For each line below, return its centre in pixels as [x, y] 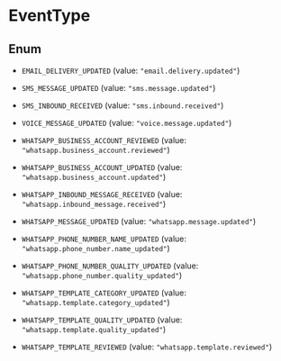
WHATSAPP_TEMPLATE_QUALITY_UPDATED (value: [102, 320]
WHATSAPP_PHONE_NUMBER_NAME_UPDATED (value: [104, 239]
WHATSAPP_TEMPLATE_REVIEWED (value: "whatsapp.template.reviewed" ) [147, 347]
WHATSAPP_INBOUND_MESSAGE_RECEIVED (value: [102, 194]
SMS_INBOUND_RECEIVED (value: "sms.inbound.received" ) [122, 105]
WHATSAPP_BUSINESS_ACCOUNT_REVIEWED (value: [104, 140]
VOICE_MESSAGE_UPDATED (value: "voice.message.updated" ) [127, 123]
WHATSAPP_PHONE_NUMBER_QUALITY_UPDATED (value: [110, 266]
